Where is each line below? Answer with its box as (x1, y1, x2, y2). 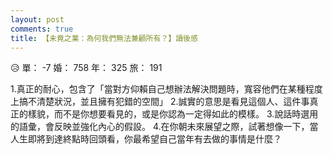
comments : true (10, 24, 74, 34)
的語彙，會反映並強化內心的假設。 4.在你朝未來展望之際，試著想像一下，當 (10, 121, 319, 133)
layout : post (10, 14, 65, 25)
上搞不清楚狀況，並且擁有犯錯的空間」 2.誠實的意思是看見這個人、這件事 (10, 96, 310, 108)
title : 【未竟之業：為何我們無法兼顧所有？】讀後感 (10, 33, 198, 43)
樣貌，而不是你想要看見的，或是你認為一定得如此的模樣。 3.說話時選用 (27, 108, 319, 120)
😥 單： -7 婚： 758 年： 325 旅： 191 (10, 62, 163, 74)
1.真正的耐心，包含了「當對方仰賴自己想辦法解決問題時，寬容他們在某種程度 (10, 83, 323, 95)
